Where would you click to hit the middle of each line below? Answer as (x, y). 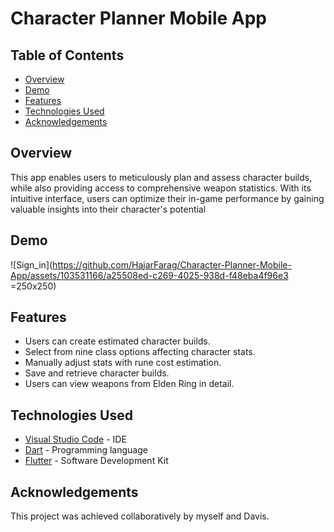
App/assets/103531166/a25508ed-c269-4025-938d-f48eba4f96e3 (149, 275)
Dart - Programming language (86, 450)
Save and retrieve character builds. (97, 373)
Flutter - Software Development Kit (96, 461)
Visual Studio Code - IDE (75, 439)
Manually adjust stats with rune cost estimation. (123, 363)
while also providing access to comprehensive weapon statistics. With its (161, 188)
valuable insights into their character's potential (108, 209)
